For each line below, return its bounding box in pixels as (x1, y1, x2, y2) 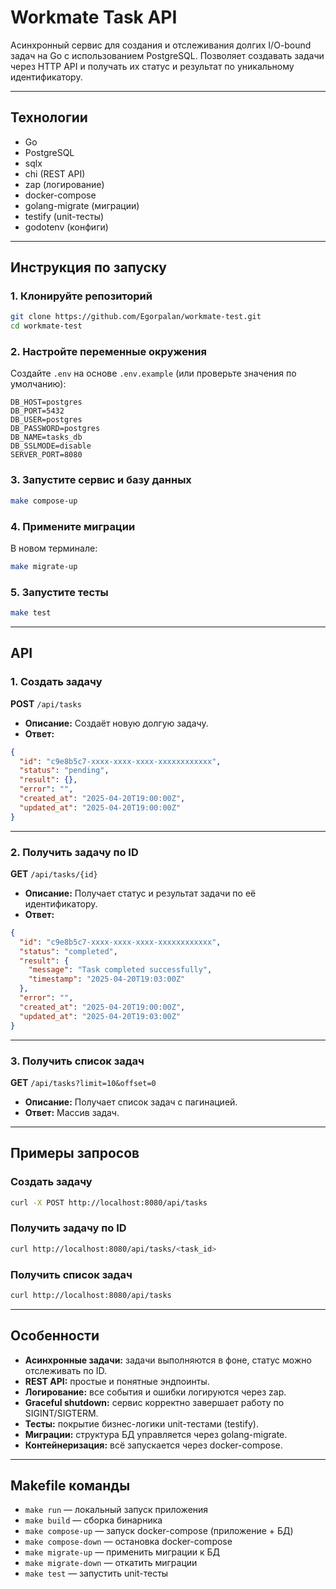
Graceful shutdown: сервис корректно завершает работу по (24, 1396, 285, 1408)
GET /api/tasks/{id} (10, 867, 98, 880)
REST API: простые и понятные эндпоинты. (24, 1375, 210, 1387)
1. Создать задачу (10, 675, 103, 689)
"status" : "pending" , (19, 766, 110, 776)
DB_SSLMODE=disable (10, 441, 92, 451)
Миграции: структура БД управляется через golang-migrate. (24, 1428, 288, 1440)
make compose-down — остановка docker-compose (24, 1536, 233, 1548)
